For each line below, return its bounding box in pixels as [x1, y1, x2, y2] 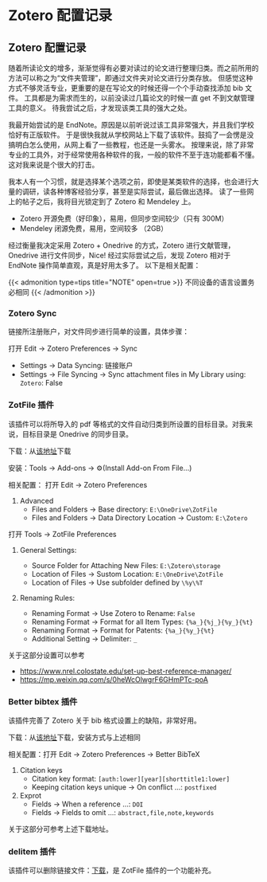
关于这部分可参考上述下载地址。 [8, 824, 113, 833]
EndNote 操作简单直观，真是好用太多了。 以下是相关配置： [8, 261, 201, 270]
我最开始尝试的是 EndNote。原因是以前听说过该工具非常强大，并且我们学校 [8, 120, 254, 129]
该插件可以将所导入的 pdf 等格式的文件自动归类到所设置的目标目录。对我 [8, 419, 246, 429]
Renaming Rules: [19, 593, 75, 602]
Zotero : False [19, 378, 64, 388]
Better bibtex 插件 [8, 696, 78, 707]
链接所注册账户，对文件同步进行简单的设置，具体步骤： [8, 327, 189, 336]
